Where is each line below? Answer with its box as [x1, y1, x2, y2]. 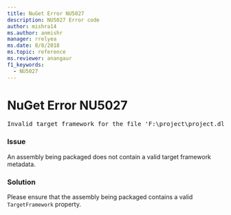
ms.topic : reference [7, 49, 67, 56]
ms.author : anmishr [7, 29, 63, 37]
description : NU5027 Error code [7, 17, 100, 23]
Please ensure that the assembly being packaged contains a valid [7, 193, 193, 201]
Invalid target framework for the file [7, 120, 142, 128]
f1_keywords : [7, 61, 45, 68]
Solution [7, 177, 36, 187]
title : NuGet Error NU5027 [7, 10, 85, 17]
